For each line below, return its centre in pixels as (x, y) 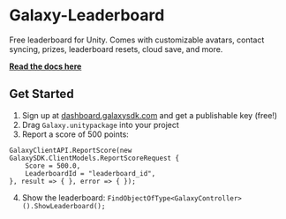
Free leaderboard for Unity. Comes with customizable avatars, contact (137, 40)
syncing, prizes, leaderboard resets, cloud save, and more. (116, 49)
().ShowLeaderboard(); (64, 206)
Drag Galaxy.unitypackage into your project (100, 125)
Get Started (41, 94)
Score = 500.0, (53, 166)
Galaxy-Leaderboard (87, 15)
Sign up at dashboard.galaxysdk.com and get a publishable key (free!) (150, 115)
